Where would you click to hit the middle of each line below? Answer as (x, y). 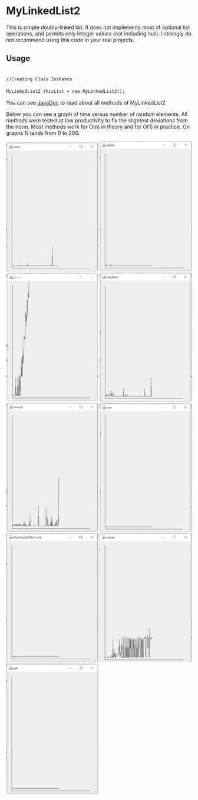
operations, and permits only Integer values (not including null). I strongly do (99, 33)
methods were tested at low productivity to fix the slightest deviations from (97, 121)
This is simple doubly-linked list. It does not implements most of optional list (98, 27)
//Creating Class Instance (39, 79)
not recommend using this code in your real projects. (70, 40)
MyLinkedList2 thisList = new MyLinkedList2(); (66, 92)
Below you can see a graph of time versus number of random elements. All (97, 114)
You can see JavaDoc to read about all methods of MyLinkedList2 (86, 103)
